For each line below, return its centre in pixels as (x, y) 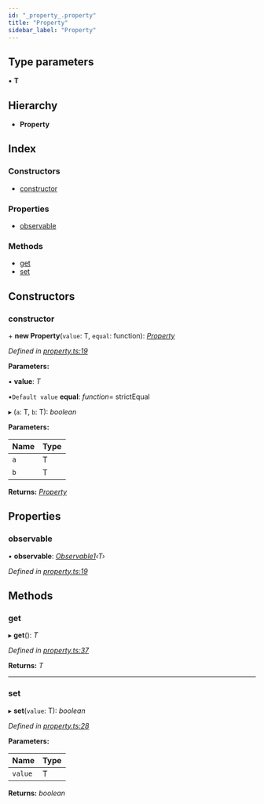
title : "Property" (38, 23)
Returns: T (26, 666)
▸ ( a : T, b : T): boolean (42, 411)
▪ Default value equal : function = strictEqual (79, 397)
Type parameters (51, 62)
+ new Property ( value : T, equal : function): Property (92, 335)
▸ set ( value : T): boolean (47, 711)
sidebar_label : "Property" (52, 30)
